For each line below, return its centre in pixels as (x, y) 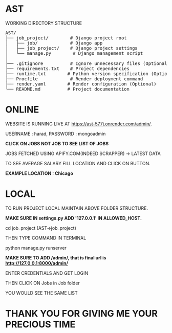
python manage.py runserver (36, 248)
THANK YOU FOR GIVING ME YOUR (81, 314)
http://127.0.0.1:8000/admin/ (37, 263)
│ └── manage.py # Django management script (74, 53)
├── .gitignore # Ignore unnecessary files (73, 63)
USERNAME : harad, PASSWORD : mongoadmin (56, 134)
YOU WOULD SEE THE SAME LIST (41, 293)
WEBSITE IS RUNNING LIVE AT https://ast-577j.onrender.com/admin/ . (79, 124)
